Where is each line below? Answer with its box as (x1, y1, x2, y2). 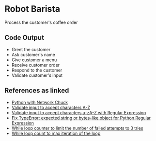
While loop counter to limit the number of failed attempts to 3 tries (11, 125, 143, 131)
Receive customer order (11, 62, 60, 68)
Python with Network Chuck (11, 99, 68, 105)
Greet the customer (11, 46, 51, 52)
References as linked (4, 87, 69, 95)
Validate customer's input (11, 72, 63, 78)
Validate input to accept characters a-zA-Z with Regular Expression (11, 109, 146, 115)
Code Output (4, 34, 45, 42)
